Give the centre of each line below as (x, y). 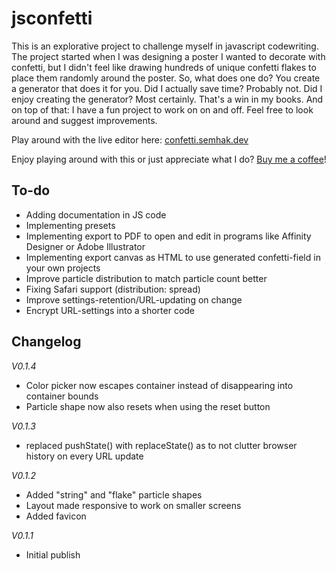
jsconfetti (52, 18)
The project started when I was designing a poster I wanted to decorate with (168, 56)
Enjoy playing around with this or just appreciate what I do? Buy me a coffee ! (169, 159)
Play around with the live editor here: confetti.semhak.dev (130, 139)
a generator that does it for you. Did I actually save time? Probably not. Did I (167, 88)
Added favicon (56, 516)
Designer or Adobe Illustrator (85, 246)
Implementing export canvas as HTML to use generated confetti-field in (173, 257)
